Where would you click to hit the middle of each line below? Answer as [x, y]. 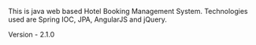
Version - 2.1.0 [32, 35]
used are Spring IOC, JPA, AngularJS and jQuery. [88, 19]
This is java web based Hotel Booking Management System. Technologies [128, 11]
